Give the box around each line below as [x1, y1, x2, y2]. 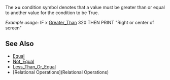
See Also [5, 39, 34, 48]
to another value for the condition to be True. [5, 10, 99, 16]
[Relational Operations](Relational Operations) [12, 69, 109, 75]
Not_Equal [12, 58, 35, 64]
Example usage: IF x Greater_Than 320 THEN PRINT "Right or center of [5, 20, 154, 25]
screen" [5, 25, 22, 31]
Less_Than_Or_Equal [12, 63, 56, 70]
